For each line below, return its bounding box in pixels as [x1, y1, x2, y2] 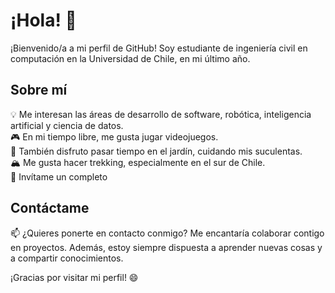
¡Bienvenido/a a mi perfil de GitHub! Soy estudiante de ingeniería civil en [10, 42, 308, 54]
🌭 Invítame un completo [10, 170, 108, 183]
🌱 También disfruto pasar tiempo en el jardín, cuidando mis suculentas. [10, 145, 303, 157]
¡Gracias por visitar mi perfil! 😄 [10, 271, 139, 283]
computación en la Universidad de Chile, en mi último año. [10, 52, 251, 64]
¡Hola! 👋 [10, 9, 77, 32]
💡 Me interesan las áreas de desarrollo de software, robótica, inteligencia [10, 108, 312, 120]
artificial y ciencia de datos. [10, 119, 124, 131]
